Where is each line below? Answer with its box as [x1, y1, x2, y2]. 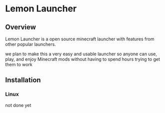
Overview [5, 23, 36, 31]
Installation [5, 76, 41, 85]
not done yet [5, 102, 31, 108]
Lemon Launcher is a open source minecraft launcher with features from [5, 36, 154, 42]
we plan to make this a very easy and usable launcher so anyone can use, [5, 51, 157, 57]
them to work [5, 62, 32, 67]
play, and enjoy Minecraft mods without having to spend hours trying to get [5, 56, 160, 62]
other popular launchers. [5, 41, 56, 47]
